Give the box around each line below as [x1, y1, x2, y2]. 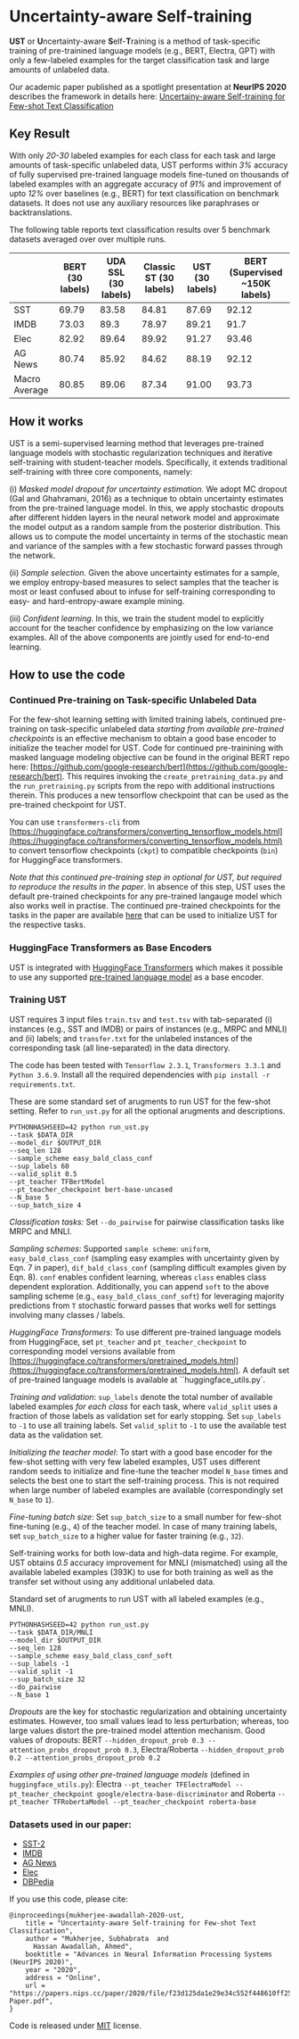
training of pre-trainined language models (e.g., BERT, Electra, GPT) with [9, 45, 276, 55]
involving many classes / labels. [9, 1309, 126, 1320]
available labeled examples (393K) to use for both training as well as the [9, 1566, 274, 1577]
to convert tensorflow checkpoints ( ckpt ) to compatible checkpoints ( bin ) [9, 845, 279, 856]
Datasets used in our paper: [9, 1818, 132, 1830]
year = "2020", [25, 1966, 82, 1975]
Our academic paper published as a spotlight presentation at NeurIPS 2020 [9, 81, 287, 92]
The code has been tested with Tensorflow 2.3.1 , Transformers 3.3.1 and [9, 1059, 281, 1070]
